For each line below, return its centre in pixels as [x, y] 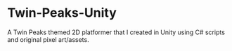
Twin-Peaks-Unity [62, 13]
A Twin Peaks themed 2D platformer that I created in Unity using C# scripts [116, 32]
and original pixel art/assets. [48, 39]
